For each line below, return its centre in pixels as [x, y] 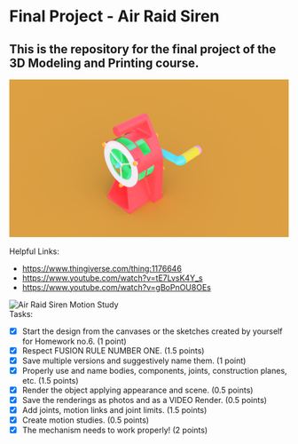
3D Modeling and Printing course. [104, 63]
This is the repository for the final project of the [143, 49]
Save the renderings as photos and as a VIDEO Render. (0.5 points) [145, 400]
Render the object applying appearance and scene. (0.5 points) [137, 390]
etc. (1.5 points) [50, 380]
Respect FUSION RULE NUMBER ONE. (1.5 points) [113, 350]
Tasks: [21, 313]
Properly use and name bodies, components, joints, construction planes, [154, 370]
